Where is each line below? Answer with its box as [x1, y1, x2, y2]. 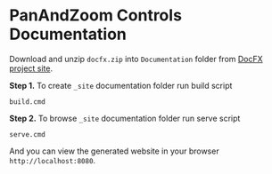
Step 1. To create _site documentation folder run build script [9, 80, 233, 91]
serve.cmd [9, 130, 46, 138]
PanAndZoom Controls [9, 5, 183, 26]
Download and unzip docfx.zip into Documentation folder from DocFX [9, 53, 263, 64]
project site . [9, 63, 54, 74]
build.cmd [9, 97, 46, 107]
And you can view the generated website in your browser [9, 146, 220, 156]
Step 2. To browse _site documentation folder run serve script [9, 113, 241, 123]
